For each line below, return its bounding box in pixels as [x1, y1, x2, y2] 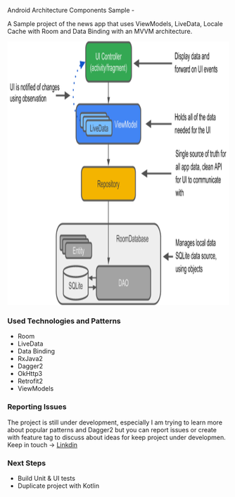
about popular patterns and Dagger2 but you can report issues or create [7, 425, 217, 434]
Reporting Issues [7, 402, 67, 412]
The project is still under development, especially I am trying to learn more [7, 418, 223, 427]
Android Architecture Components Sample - [7, 6, 135, 14]
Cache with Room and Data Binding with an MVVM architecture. [7, 27, 193, 35]
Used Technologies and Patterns [7, 316, 121, 326]
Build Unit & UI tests [17, 474, 76, 482]
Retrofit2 [17, 377, 44, 386]
